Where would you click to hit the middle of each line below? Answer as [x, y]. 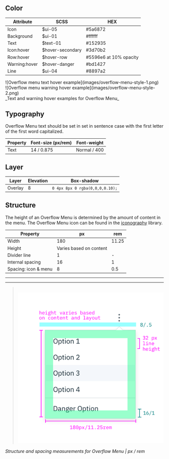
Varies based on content [82, 248]
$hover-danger [58, 64]
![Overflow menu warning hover [38, 87]
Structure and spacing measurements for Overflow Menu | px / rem [75, 451]
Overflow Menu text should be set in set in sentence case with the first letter [84, 126]
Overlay [15, 188]
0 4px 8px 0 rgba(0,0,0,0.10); [85, 189]
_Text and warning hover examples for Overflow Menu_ [62, 98]
